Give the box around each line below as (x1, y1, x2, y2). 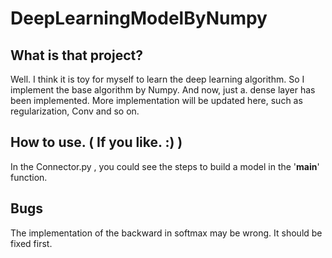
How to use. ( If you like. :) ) (10, 134, 183, 151)
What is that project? (10, 47, 143, 64)
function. (10, 171, 48, 183)
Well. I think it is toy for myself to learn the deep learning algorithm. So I (10, 73, 305, 85)
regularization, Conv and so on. (10, 105, 140, 117)
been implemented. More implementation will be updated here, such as (10, 95, 303, 106)
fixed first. (10, 237, 53, 249)
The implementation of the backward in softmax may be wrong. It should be (10, 227, 323, 239)
